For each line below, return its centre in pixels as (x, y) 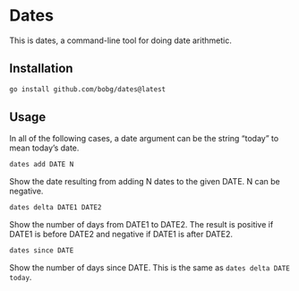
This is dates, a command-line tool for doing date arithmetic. (121, 40)
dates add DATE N (42, 165)
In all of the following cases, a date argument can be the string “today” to (144, 139)
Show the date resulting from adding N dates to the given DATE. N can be (145, 182)
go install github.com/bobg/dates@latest (88, 89)
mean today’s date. (44, 148)
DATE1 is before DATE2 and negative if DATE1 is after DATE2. (121, 235)
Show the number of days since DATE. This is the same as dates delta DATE (150, 268)
